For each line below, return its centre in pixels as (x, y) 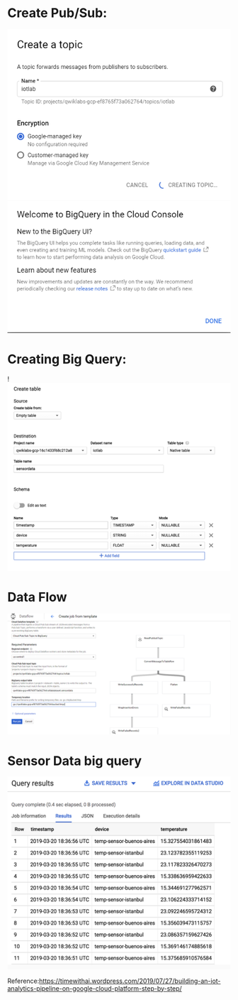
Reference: (23, 981)
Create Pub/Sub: (57, 13)
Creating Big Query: (67, 359)
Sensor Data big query (75, 761)
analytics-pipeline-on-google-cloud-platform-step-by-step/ (95, 988)
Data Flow (37, 597)
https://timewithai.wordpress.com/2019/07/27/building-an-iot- (130, 981)
